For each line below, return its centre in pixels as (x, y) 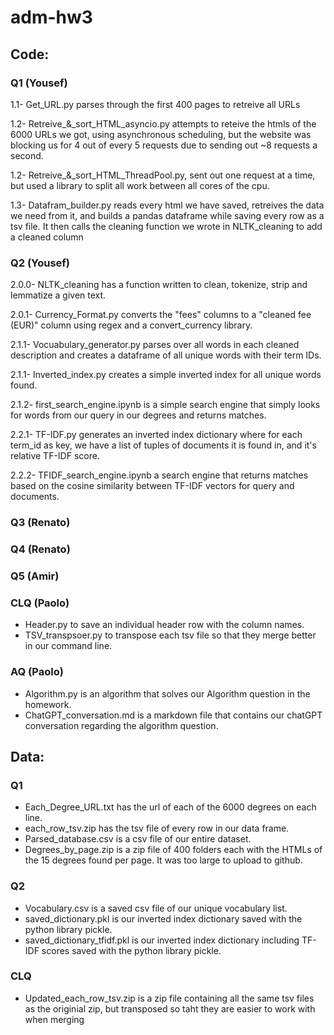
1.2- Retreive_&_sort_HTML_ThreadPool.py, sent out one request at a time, (163, 175)
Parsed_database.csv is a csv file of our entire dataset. (138, 839)
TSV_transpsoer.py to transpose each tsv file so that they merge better (170, 635)
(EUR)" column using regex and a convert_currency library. (131, 325)
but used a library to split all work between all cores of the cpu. (140, 185)
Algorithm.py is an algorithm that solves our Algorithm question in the (167, 693)
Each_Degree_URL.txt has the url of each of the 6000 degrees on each (170, 807)
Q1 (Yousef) (39, 83)
